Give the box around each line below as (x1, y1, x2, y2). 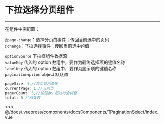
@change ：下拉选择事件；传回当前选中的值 (5, 43, 90, 49)
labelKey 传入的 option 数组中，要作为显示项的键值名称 (5, 65, 117, 71)
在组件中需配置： (5, 26, 40, 32)
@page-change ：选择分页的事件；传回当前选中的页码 (5, 36, 109, 42)
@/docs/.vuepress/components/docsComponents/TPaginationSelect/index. (5, 109, 159, 115)
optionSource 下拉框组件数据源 (5, 53, 67, 59)
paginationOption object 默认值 (5, 72, 69, 77)
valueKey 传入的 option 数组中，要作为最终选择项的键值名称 (5, 59, 125, 65)
